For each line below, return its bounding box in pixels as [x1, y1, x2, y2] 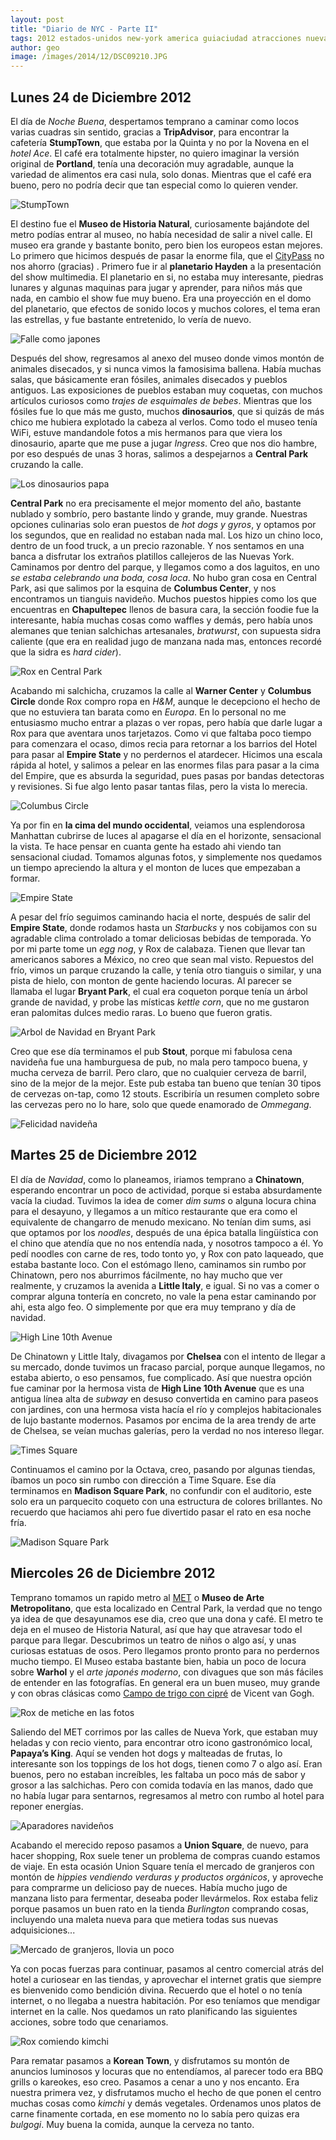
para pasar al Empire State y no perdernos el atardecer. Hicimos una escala [10, 748, 323, 760]
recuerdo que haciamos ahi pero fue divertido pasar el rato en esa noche [10, 1506, 312, 1518]
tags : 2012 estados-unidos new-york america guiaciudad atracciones [10, 33, 302, 43]
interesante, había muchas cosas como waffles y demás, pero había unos [10, 614, 313, 626]
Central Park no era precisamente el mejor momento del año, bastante [10, 497, 302, 509]
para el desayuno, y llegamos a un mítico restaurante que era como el [10, 1205, 298, 1217]
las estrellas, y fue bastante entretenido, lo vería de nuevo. [10, 313, 252, 325]
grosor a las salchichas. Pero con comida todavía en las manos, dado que [10, 1779, 314, 1791]
